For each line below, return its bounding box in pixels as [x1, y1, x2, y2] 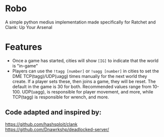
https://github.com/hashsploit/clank [5, 121, 78, 127]
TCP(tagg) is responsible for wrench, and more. [12, 94, 109, 100]
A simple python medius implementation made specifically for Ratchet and [5, 19, 156, 25]
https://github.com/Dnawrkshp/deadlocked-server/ [5, 126, 109, 132]
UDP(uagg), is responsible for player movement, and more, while [22, 89, 154, 94]
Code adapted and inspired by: [5, 108, 102, 116]
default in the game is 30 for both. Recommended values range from [12, 84, 152, 90]
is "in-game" [12, 63, 38, 68]
